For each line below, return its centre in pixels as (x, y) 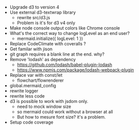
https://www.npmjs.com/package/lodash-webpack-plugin (75, 70)
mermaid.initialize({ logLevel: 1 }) (50, 38)
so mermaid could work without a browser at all (65, 112)
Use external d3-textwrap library (43, 12)
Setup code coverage (32, 122)
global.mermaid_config (33, 85)
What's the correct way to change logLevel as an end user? (69, 33)
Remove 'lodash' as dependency (43, 59)
